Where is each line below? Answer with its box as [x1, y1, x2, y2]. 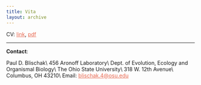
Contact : [6, 48, 29, 55]
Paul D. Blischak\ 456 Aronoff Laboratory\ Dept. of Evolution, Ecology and [6, 59, 188, 66]
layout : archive [6, 14, 47, 20]
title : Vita [6, 8, 36, 15]
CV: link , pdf [6, 30, 37, 37]
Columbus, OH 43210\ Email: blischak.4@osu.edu [6, 72, 129, 79]
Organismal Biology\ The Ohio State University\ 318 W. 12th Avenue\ [6, 65, 173, 73]
